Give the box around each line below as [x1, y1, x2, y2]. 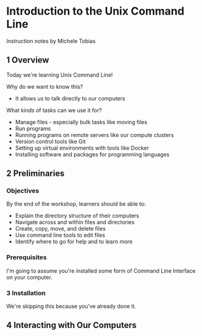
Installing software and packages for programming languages [15, 150, 170, 158]
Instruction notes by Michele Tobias [6, 37, 96, 44]
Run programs [15, 125, 51, 132]
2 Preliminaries [6, 169, 65, 179]
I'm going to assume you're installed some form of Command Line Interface [6, 267, 196, 275]
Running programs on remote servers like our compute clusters [15, 131, 175, 138]
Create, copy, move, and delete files [15, 225, 106, 233]
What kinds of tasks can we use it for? [6, 107, 102, 114]
